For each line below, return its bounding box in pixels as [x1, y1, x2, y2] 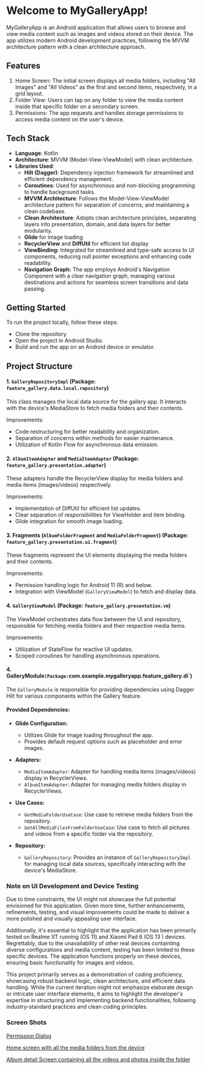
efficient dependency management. [24, 175, 113, 182]
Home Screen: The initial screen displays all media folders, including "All [15, 77, 196, 84]
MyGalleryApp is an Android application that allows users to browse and [6, 24, 186, 31]
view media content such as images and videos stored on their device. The [6, 30, 194, 37]
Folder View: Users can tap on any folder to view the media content [15, 96, 184, 103]
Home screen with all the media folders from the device [6, 1043, 145, 1051]
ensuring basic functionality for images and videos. [6, 959, 135, 966]
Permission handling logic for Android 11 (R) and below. [15, 582, 153, 589]
